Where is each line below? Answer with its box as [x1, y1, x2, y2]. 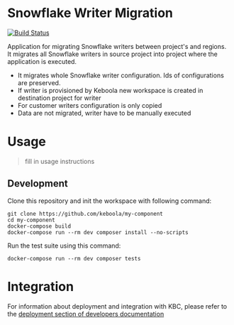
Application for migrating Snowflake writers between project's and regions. [7, 42, 227, 50]
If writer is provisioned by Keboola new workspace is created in [17, 86, 204, 94]
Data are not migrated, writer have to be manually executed [17, 109, 191, 117]
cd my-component [7, 216, 55, 224]
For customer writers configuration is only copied [17, 101, 162, 109]
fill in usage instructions [24, 157, 95, 165]
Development [7, 177, 69, 189]
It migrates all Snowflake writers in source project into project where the [7, 50, 218, 58]
